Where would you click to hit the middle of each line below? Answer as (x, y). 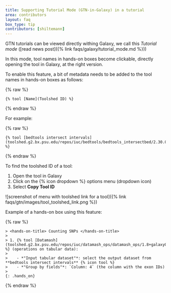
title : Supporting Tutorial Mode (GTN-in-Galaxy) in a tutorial (75, 10)
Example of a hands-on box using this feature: (54, 212)
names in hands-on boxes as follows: (44, 80)
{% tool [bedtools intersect (36, 138)
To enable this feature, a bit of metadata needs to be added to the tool (79, 74)
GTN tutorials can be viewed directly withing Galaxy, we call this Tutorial (81, 43)
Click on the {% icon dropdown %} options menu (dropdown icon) (82, 182)
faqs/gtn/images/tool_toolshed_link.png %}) (51, 202)
